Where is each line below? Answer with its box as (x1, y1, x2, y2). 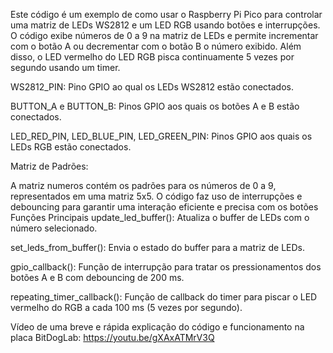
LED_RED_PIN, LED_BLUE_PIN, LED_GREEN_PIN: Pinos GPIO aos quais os (10, 130, 313, 142)
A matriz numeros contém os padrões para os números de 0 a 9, (10, 180, 277, 191)
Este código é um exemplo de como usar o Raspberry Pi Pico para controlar (10, 9, 323, 20)
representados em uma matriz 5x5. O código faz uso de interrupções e (10, 190, 303, 202)
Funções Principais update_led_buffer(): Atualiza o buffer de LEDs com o (10, 212, 310, 223)
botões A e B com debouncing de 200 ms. (10, 272, 185, 283)
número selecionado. (10, 222, 98, 234)
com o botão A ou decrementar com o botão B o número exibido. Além (10, 40, 302, 52)
